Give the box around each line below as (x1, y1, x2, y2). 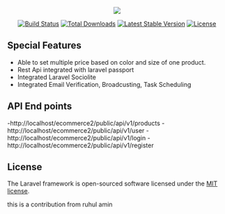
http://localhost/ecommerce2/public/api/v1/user (7, 126, 145, 135)
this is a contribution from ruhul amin (7, 200, 113, 208)
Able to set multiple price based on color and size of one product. (17, 58, 206, 66)
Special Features (7, 40, 82, 51)
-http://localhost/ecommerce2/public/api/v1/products (7, 119, 160, 127)
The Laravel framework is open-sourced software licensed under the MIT (7, 179, 218, 188)
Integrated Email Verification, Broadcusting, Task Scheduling (17, 80, 192, 88)
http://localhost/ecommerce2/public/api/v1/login (7, 133, 146, 142)
